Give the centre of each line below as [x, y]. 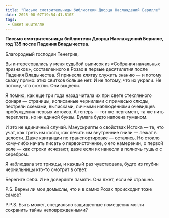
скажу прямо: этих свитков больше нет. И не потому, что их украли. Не [83, 80]
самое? [13, 195]
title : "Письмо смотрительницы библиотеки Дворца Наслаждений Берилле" [83, 10]
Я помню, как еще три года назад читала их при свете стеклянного [78, 95]
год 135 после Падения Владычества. [47, 44]
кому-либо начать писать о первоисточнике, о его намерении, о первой [84, 143]
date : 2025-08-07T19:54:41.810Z [39, 15]
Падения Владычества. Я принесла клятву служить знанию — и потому [83, 75]
